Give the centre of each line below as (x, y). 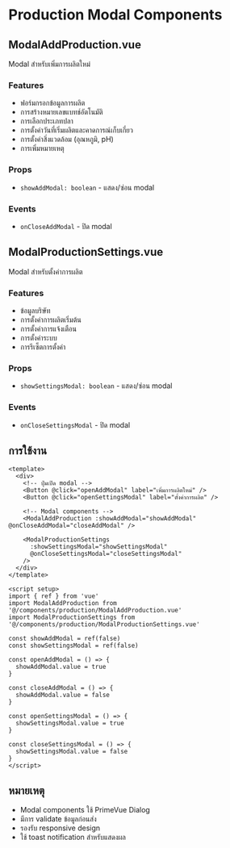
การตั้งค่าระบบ (39, 338)
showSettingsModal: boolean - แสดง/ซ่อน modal (96, 386)
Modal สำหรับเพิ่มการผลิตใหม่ (50, 64)
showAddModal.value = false (63, 696)
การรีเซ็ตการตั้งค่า (43, 347)
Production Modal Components (115, 15)
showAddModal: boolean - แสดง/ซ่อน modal (87, 187)
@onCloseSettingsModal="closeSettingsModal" (106, 554)
